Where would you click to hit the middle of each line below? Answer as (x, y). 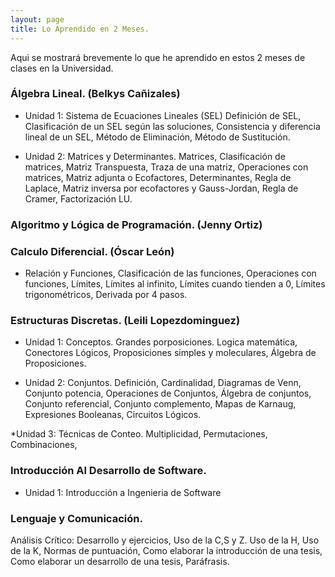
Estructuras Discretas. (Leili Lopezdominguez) (125, 320)
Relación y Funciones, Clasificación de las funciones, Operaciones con (170, 273)
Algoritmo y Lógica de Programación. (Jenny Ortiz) (136, 224)
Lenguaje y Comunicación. (76, 518)
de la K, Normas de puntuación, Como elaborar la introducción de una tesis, (166, 550)
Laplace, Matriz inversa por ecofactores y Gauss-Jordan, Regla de (161, 188)
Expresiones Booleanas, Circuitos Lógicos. (113, 415)
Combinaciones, (44, 445)
